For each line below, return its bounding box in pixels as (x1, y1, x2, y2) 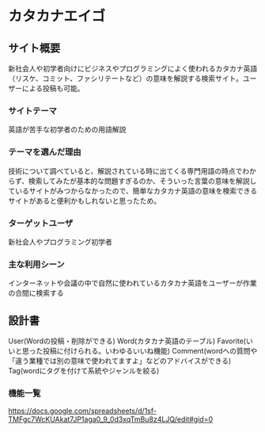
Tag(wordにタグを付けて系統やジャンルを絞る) (8, 366, 160, 375)
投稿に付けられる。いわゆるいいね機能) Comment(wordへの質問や (42, 346, 258, 355)
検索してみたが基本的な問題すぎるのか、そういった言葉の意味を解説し (28, 176, 257, 185)
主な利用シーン (8, 258, 65, 270)
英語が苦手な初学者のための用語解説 (8, 124, 127, 135)
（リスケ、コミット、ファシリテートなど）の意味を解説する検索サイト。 (8, 74, 244, 83)
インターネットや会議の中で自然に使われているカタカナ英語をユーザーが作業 (8, 278, 257, 288)
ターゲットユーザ (8, 217, 74, 228)
